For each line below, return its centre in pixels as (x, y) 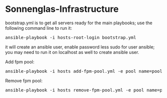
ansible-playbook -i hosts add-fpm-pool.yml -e (64, 71)
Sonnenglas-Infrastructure (62, 9)
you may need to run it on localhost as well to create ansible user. (72, 52)
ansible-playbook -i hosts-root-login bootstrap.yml (71, 37)
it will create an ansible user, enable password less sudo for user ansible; (80, 47)
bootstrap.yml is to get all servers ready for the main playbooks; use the (79, 23)
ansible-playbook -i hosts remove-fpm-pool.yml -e (68, 90)
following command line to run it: (39, 28)
